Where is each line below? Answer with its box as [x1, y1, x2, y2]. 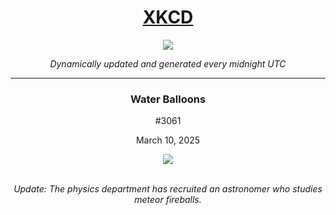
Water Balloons [129, 92, 207, 106]
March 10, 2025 [135, 134, 201, 146]
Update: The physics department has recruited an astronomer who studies [13, 183, 323, 195]
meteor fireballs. [134, 194, 202, 206]
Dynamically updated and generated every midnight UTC [49, 57, 287, 70]
